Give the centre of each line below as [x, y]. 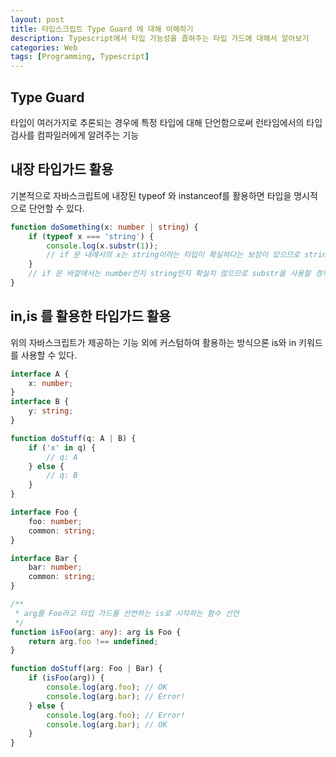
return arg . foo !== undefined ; [93, 641]
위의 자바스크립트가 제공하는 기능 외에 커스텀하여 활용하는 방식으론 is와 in [153, 342]
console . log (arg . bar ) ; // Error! [116, 696]
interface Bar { [44, 558]
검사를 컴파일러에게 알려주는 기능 [75, 135]
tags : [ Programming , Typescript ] [80, 57]
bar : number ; [55, 567]
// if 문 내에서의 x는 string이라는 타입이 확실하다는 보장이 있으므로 [173, 255]
